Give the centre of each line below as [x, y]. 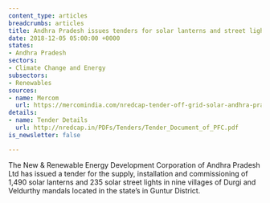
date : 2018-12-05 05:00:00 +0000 [64, 38]
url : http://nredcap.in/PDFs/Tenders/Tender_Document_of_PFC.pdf [127, 128]
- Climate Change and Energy [57, 68]
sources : [23, 90]
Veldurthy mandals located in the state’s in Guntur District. [104, 190]
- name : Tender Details [48, 120]
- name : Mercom [34, 98]
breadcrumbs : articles [46, 23]
